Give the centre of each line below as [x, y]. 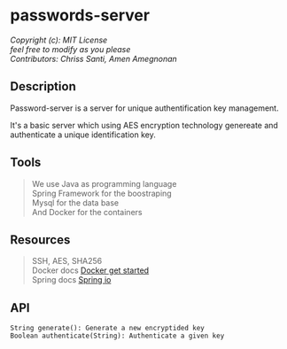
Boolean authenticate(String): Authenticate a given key [117, 336]
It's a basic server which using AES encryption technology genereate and [144, 125]
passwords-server [80, 16]
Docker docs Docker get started [90, 270]
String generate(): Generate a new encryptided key [107, 329]
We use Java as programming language [104, 183]
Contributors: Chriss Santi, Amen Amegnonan [94, 58]
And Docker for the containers [87, 212]
